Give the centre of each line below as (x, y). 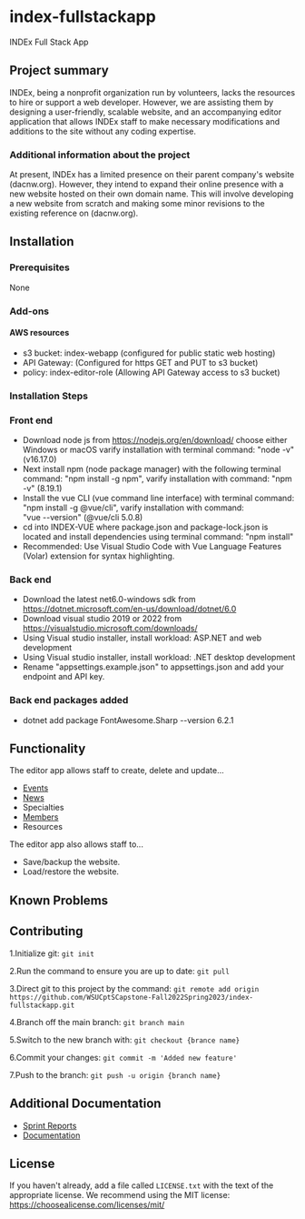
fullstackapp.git (42, 1005)
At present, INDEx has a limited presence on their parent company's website (152, 175)
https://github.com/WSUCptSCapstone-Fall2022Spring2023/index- (132, 997)
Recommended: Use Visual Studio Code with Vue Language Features (152, 547)
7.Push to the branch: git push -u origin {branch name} (115, 1074)
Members (40, 817)
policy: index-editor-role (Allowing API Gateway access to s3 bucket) (151, 372)
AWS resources (39, 333)
